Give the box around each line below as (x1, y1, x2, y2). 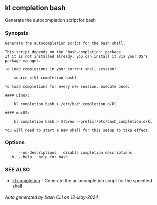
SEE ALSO (5, 166, 30, 173)
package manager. (5, 58, 41, 64)
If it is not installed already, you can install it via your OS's (5, 54, 148, 59)
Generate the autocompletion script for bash (5, 17, 96, 23)
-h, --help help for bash (9, 155, 68, 160)
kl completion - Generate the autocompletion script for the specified (12, 177, 152, 183)
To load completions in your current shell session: (5, 67, 117, 72)
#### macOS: (5, 110, 30, 116)
